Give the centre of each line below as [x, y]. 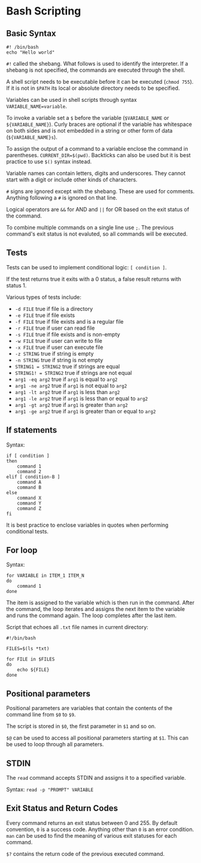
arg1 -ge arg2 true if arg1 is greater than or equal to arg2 [85, 411]
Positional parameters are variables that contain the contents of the [89, 708]
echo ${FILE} [33, 670]
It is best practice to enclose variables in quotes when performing [88, 525]
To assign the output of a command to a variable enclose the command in [97, 149]
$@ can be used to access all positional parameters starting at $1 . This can [97, 738]
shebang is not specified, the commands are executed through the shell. [96, 70]
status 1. [16, 285]
